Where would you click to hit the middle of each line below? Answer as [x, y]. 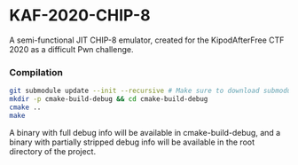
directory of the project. [52, 151]
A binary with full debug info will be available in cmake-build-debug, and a [145, 132]
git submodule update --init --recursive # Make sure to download [134, 91]
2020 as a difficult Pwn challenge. [71, 49]
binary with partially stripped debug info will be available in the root [132, 142]
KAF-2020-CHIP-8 [80, 16]
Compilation [36, 72]
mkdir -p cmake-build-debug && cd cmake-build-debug [109, 99]
